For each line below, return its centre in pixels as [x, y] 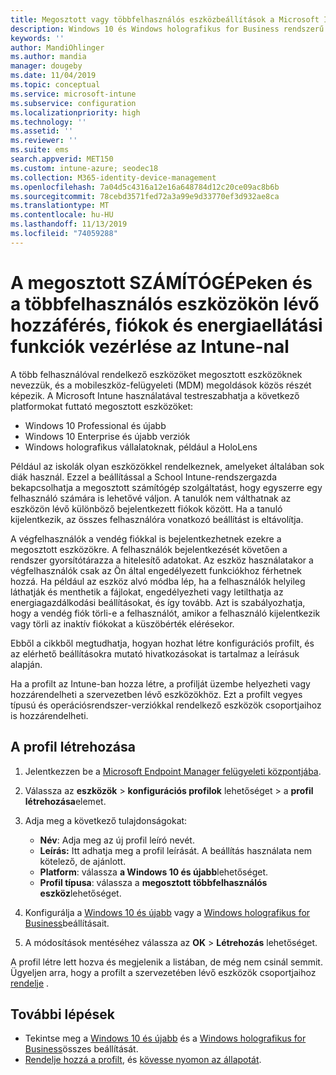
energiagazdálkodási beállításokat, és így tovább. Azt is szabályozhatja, [158, 602]
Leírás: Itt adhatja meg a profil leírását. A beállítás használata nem [175, 850]
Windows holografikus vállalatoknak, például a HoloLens [141, 447]
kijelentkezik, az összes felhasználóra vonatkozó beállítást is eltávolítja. [157, 519]
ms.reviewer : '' [44, 141]
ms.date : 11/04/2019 [53, 76]
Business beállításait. [67, 923]
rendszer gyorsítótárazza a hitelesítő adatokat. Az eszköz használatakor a [162, 560]
